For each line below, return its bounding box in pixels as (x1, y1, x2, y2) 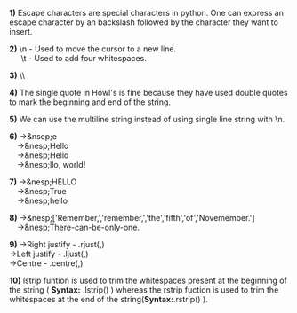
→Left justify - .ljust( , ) (9, 248, 89, 259)
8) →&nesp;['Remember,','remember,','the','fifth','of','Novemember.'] (9, 213, 255, 223)
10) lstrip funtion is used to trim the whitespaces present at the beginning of (9, 275, 287, 286)
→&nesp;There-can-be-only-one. (17, 222, 140, 232)
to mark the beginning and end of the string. (9, 97, 172, 107)
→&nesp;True (17, 186, 67, 196)
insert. (9, 27, 33, 36)
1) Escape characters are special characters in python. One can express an (9, 8, 285, 18)
